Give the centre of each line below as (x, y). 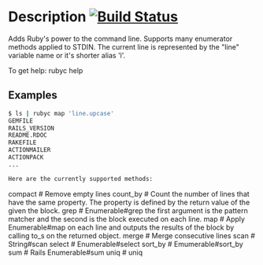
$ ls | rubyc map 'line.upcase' (61, 113)
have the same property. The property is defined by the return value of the (129, 202)
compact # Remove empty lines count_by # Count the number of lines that (129, 193)
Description (47, 17)
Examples (33, 96)
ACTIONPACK (26, 157)
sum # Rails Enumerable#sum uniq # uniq (76, 252)
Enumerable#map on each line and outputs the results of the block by (121, 227)
